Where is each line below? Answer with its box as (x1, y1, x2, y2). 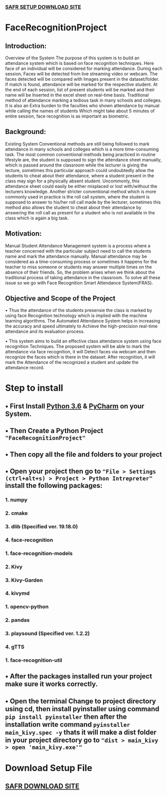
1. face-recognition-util (5, 657, 62, 664)
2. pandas (5, 617, 30, 624)
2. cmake (5, 509, 28, 516)
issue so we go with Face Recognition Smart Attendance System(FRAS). (5, 280, 154, 286)
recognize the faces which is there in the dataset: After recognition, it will (5, 354, 156, 360)
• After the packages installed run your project (5, 672, 153, 681)
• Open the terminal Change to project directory (5, 697, 156, 705)
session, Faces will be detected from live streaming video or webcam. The (5, 71, 158, 77)
